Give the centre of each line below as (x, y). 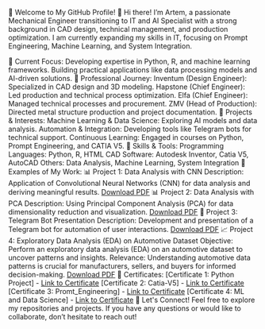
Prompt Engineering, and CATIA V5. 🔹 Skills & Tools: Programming (116, 146)
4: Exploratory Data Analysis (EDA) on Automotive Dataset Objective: (121, 241)
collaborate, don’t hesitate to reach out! (73, 317)
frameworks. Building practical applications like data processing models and (133, 70)
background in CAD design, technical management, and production (118, 29)
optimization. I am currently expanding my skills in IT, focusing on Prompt (128, 37)
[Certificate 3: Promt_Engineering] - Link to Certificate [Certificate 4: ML (126, 291)
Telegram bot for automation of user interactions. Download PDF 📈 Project (131, 229)
